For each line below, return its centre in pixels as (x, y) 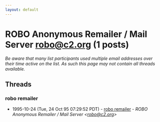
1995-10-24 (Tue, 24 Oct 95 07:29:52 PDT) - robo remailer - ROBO (80, 109)
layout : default (22, 10)
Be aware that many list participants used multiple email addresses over (79, 58)
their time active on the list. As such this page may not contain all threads (80, 63)
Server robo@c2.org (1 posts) (67, 44)
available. (15, 69)
